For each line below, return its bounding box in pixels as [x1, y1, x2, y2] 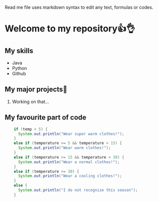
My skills [5, 46, 34, 55]
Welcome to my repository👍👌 [5, 23, 135, 34]
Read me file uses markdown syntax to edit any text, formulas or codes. [5, 5, 153, 10]
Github [12, 71, 26, 76]
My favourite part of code [5, 113, 87, 122]
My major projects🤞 [5, 85, 67, 94]
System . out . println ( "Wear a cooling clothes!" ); [18, 174, 122, 179]
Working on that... [12, 98, 49, 105]
